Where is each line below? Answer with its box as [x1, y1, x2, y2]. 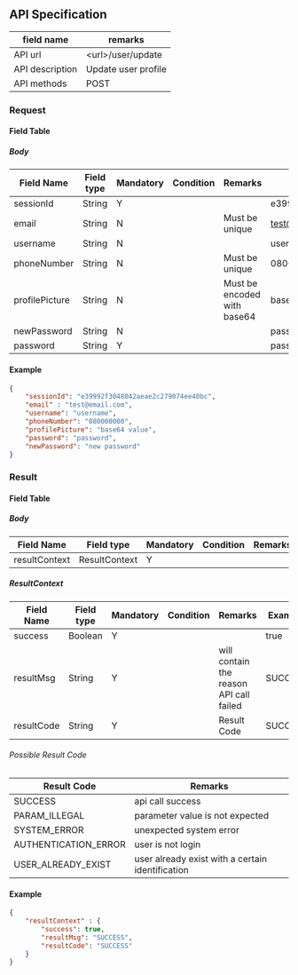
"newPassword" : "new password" [25, 441, 141, 451]
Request [9, 104, 46, 116]
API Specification [9, 7, 108, 22]
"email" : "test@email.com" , [25, 400, 133, 409]
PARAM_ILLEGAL [13, 810, 85, 822]
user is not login [134, 838, 201, 851]
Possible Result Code [9, 749, 87, 760]
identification [134, 864, 189, 876]
